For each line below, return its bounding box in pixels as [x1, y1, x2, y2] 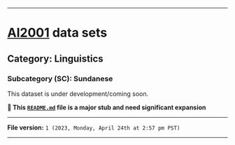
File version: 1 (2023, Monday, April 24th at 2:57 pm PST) [7, 123, 180, 132]
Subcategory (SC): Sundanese [7, 74, 113, 83]
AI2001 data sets [7, 25, 108, 41]
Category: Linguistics [7, 53, 104, 64]
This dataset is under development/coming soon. [7, 89, 149, 98]
